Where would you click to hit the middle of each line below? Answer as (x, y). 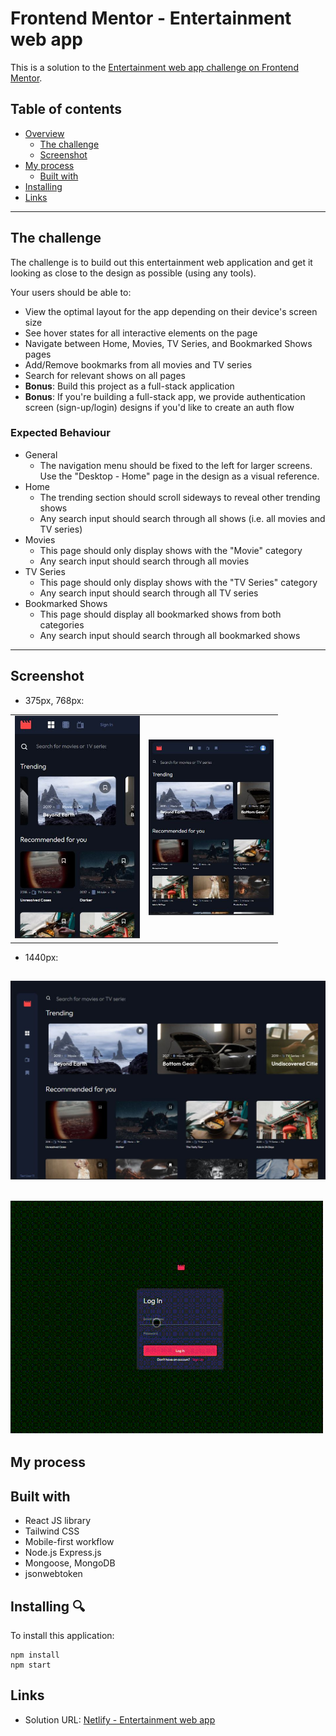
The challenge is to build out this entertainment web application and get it (161, 262)
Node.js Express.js (63, 1553)
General (41, 454)
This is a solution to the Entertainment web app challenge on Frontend (154, 67)
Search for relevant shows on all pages (105, 375)
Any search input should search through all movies (144, 561)
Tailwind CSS (52, 1531)
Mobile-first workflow (69, 1542)
